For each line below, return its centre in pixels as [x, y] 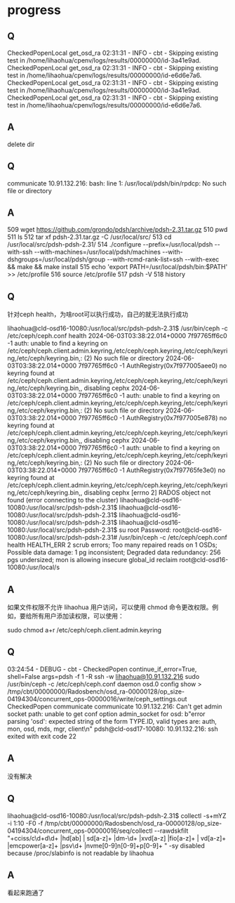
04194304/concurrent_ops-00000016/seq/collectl [80, 831]
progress [34, 10]
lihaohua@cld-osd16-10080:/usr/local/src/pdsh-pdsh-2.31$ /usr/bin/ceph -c [117, 328]
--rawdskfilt [171, 831]
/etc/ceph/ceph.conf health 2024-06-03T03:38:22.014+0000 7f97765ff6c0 [117, 336]
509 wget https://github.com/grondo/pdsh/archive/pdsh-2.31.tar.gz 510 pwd [117, 230]
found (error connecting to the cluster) [63, 500]
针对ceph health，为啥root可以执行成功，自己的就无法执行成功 [98, 314]
